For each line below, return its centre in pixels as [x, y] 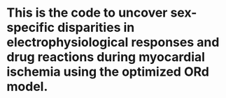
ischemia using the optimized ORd [108, 72]
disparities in [96, 27]
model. [27, 87]
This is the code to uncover [87, 13]
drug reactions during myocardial [106, 57]
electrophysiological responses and [113, 42]
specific [31, 27]
